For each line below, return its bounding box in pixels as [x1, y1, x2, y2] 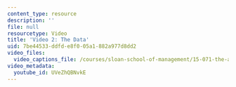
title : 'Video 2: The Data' [7, 36, 90, 43]
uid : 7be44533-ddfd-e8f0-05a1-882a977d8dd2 [7, 43, 137, 50]
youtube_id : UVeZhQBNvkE [13, 69, 86, 76]
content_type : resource [7, 10, 77, 18]
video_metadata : [7, 62, 55, 69]
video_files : [7, 50, 46, 57]
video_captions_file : [13, 56, 77, 63]
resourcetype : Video [7, 29, 68, 37]
